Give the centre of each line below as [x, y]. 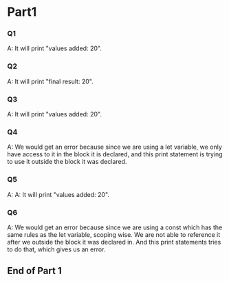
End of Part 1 [34, 271]
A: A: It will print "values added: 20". [58, 194]
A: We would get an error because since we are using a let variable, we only [115, 147]
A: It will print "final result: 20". [51, 81]
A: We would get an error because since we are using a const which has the [115, 227]
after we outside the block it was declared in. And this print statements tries [114, 242]
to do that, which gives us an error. [56, 249]
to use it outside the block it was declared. [67, 162]
